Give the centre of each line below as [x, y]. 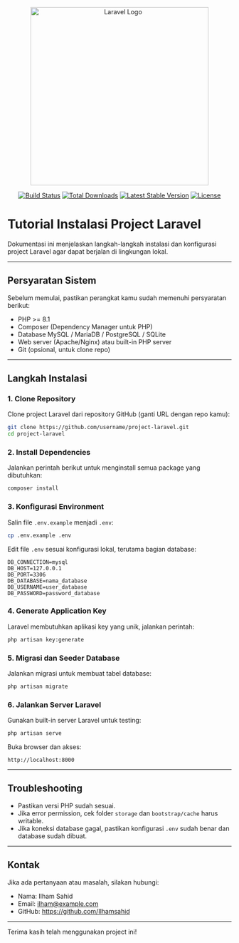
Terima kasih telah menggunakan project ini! [72, 932]
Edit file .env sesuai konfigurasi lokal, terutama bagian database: [102, 549]
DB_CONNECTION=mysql [38, 562]
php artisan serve [34, 733]
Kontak [24, 865]
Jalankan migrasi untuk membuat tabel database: [79, 673]
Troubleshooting [45, 789]
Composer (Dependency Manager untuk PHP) [85, 326]
